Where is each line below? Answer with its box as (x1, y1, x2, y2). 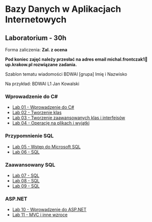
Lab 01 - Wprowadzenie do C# (12, 104, 75, 110)
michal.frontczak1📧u (107, 56, 148, 62)
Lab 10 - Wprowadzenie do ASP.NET (12, 207, 87, 213)
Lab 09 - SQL (12, 183, 40, 189)
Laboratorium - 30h (5, 34, 67, 42)
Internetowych (5, 14, 67, 25)
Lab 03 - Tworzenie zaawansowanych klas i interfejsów (12, 115, 125, 121)
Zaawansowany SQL (5, 161, 56, 168)
